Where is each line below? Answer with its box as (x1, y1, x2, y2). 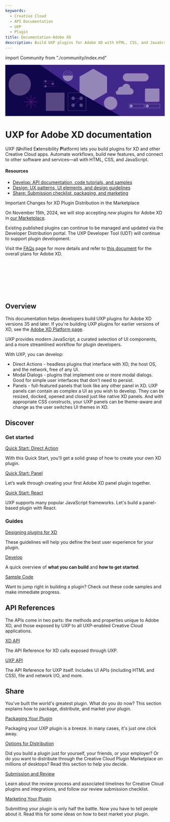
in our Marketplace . (5, 215, 46, 221)
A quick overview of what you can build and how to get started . (5, 564, 140, 570)
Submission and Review (5, 771, 55, 777)
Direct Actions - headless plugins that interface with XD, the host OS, (12, 361, 157, 367)
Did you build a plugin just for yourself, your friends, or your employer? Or (5, 750, 159, 756)
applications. (5, 628, 32, 634)
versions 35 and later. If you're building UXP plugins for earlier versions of (5, 321, 159, 327)
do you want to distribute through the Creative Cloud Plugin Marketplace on (5, 756, 163, 762)
